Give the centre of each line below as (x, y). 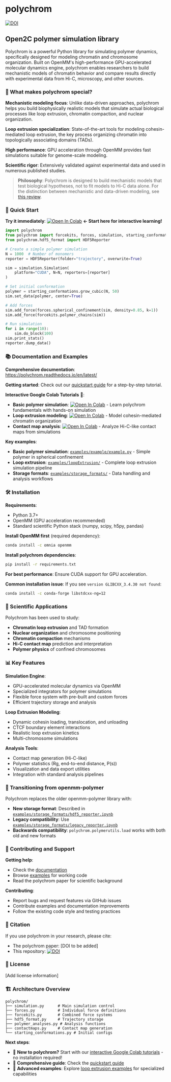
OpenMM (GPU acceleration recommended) (59, 521)
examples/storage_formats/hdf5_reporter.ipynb (63, 814)
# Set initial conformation (35, 287)
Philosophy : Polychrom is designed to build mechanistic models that (90, 181)
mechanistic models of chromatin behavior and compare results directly (81, 73)
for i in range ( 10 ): (27, 329)
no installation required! (37, 1057)
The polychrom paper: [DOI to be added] (55, 946)
